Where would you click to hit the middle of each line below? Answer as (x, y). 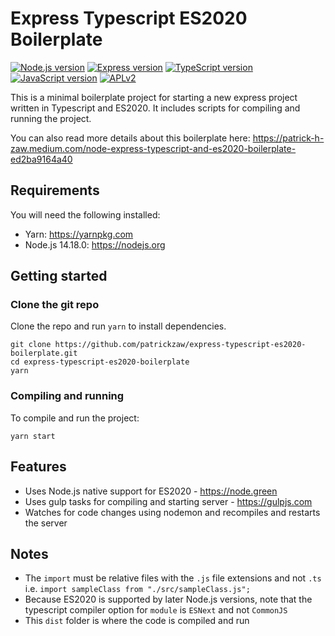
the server (46, 523)
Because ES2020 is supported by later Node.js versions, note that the (168, 599)
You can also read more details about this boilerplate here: (130, 138)
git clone (31, 345)
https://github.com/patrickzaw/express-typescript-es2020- (180, 345)
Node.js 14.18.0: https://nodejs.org (95, 244)
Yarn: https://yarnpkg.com (79, 234)
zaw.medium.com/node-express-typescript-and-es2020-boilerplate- (153, 148)
